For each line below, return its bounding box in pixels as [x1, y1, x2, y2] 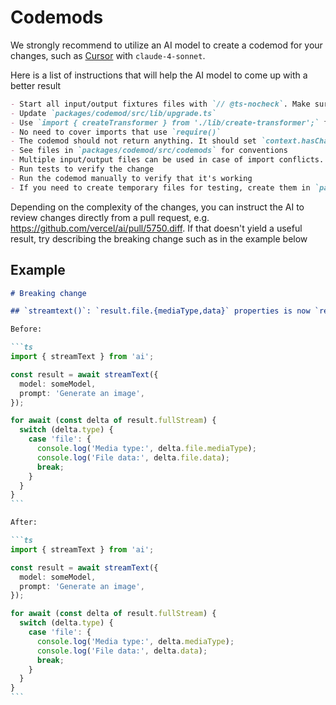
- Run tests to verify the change [10, 164, 155, 175]
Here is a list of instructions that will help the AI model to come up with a [10, 69, 308, 81]
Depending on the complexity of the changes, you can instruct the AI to [10, 201, 305, 213]
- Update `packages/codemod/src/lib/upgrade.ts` [10, 108, 217, 118]
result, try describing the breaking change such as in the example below [10, 232, 308, 245]
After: [10, 517, 38, 528]
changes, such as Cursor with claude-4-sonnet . [10, 49, 206, 61]
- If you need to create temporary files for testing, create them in [10, 182, 311, 193]
